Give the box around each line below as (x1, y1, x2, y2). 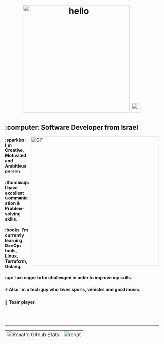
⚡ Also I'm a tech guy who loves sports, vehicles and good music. (5, 286, 141, 292)
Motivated (5, 152, 27, 159)
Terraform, (5, 258, 28, 264)
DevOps (5, 243, 22, 248)
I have (5, 184, 18, 191)
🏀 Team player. (5, 299, 36, 305)
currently (5, 232, 24, 238)
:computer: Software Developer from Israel (5, 123, 138, 132)
